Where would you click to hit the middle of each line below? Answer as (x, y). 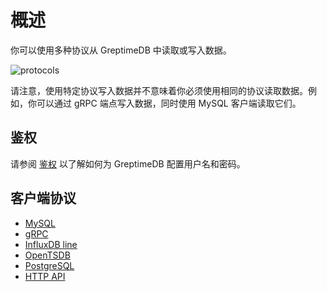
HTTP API (45, 276)
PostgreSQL (49, 265)
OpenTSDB (47, 255)
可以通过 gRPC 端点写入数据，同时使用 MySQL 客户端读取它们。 (169, 103)
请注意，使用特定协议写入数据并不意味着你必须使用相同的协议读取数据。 (159, 90)
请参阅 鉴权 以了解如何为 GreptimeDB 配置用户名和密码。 (128, 163)
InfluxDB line (51, 244)
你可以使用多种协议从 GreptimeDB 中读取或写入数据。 (121, 50)
